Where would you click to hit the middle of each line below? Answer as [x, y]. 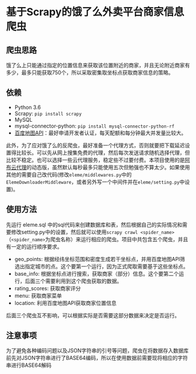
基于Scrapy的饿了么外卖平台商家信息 [95, 12]
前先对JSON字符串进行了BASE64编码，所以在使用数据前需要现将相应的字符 [97, 358]
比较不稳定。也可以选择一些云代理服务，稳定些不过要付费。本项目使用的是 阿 [98, 160]
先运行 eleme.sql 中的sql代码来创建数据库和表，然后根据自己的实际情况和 [94, 224]
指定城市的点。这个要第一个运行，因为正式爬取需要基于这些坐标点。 [106, 266]
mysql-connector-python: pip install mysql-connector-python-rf [94, 126]
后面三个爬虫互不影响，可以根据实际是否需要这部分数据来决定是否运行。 [93, 315]
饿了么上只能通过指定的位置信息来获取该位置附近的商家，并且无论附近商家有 [98, 65]
